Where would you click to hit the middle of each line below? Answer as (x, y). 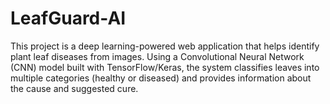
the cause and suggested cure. (74, 88)
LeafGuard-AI (68, 18)
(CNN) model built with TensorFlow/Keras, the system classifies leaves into (165, 67)
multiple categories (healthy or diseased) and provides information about (161, 78)
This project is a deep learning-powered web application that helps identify (165, 46)
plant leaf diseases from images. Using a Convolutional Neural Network (157, 56)
